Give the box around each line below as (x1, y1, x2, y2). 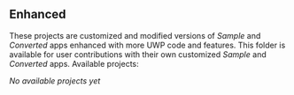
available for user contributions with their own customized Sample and (9, 48, 267, 60)
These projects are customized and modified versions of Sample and (9, 30, 261, 40)
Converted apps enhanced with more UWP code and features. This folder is (9, 40, 286, 50)
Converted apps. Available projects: (9, 58, 139, 69)
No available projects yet (9, 75, 101, 86)
